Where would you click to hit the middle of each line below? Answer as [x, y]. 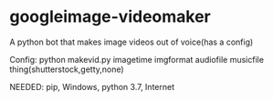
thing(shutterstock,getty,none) [67, 69]
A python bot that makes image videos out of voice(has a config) [131, 42]
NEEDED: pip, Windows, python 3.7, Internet [92, 86]
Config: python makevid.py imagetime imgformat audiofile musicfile [137, 59]
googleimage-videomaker [110, 17]
